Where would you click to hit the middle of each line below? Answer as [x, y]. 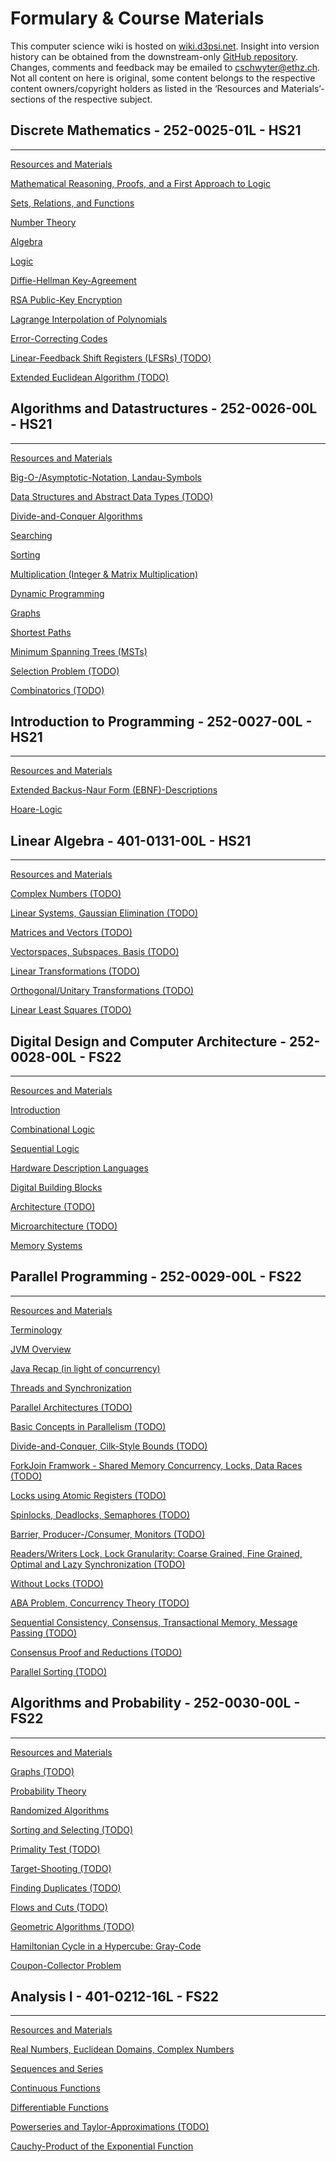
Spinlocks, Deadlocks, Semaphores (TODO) [100, 1514]
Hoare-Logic [36, 809]
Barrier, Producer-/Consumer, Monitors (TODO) [108, 1534]
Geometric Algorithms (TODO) [72, 1926]
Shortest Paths [41, 632]
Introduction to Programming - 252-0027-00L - [161, 721]
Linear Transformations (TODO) [75, 971]
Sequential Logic [45, 1148]
